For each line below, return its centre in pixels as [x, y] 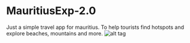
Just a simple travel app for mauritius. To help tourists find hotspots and [95, 27]
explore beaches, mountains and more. [55, 33]
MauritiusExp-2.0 [51, 11]
